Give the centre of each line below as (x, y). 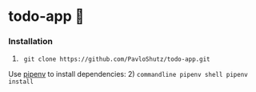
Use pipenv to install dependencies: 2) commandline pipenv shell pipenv (128, 74)
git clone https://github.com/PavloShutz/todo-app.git (117, 59)
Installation (31, 42)
